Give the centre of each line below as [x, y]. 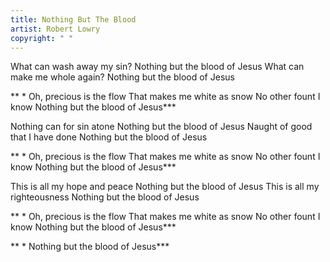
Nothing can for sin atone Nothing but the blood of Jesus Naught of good [161, 127]
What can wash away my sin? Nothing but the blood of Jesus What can [157, 67]
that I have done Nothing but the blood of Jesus [109, 137]
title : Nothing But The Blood [73, 19]
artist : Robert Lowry [55, 29]
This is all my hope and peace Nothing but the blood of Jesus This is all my [165, 187]
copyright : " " [42, 38]
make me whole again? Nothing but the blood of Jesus [122, 77]
